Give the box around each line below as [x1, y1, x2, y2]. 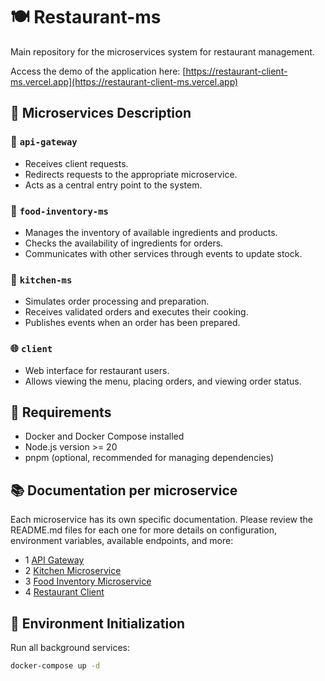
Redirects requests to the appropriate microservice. [24, 168, 238, 180]
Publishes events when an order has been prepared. [24, 317, 241, 329]
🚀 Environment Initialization [10, 615, 186, 632]
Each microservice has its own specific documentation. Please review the [10, 514, 313, 526]
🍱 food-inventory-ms [10, 204, 109, 218]
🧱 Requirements [10, 404, 112, 421]
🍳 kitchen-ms [10, 272, 73, 286]
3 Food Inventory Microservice [24, 575, 152, 588]
